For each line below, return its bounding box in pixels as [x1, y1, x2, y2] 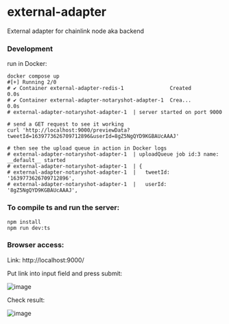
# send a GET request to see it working [7, 121, 125, 128]
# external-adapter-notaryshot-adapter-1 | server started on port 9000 [7, 109, 223, 116]
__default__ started [7, 157, 67, 164]
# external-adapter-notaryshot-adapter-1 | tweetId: [7, 169, 170, 176]
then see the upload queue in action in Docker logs [13, 145, 167, 152]
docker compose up [7, 73, 60, 80]
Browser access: [7, 240, 64, 250]
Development [7, 44, 53, 54]
